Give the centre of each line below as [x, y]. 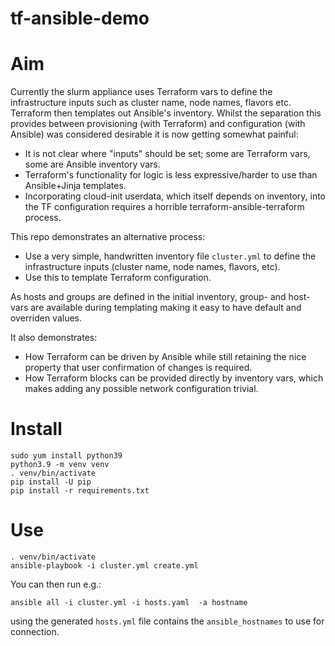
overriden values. [46, 318]
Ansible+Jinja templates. [75, 186]
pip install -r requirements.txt [80, 491]
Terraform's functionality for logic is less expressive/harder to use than [171, 175]
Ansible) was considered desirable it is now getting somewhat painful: [154, 134]
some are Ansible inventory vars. [92, 164]
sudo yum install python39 [66, 456]
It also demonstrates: [54, 338]
